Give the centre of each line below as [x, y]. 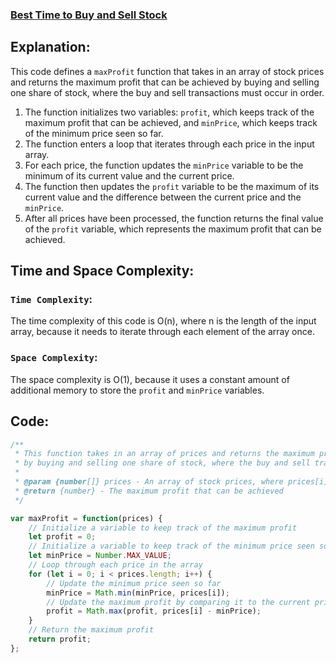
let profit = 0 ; [62, 537]
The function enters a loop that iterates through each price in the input [169, 144]
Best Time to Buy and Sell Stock [89, 15]
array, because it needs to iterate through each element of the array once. [162, 332]
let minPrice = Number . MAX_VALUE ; [100, 556]
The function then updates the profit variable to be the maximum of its [172, 186]
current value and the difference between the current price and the [163, 197]
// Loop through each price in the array [115, 565]
